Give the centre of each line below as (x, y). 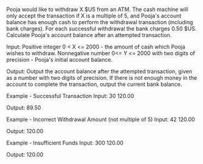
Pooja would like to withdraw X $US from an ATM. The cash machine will (97, 9)
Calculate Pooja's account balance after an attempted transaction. (89, 35)
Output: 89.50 (24, 108)
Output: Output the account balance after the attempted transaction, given (99, 71)
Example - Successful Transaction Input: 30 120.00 (70, 96)
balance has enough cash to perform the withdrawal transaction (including (100, 22)
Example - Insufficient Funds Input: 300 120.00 (65, 143)
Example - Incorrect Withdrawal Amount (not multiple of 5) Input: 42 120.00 (101, 119)
